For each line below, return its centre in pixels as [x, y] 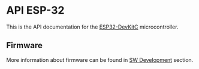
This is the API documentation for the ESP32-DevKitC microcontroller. [92, 27]
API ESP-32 [35, 10]
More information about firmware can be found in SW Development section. [100, 59]
